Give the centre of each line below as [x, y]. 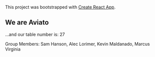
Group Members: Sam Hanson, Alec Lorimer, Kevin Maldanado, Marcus [77, 44]
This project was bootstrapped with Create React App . [60, 7]
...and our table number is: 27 [35, 34]
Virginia [13, 49]
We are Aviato [27, 22]
